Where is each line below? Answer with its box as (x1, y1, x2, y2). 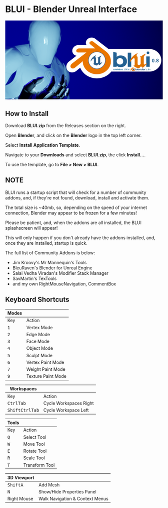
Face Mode (26, 338, 50, 345)
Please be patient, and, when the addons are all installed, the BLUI (5, 220, 141, 226)
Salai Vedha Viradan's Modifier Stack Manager (12, 270, 109, 276)
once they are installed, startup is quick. (5, 240, 87, 246)
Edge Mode (26, 331, 50, 337)
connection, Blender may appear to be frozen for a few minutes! (5, 210, 137, 216)
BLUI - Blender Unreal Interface (5, 4, 137, 15)
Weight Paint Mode (26, 366, 66, 372)
